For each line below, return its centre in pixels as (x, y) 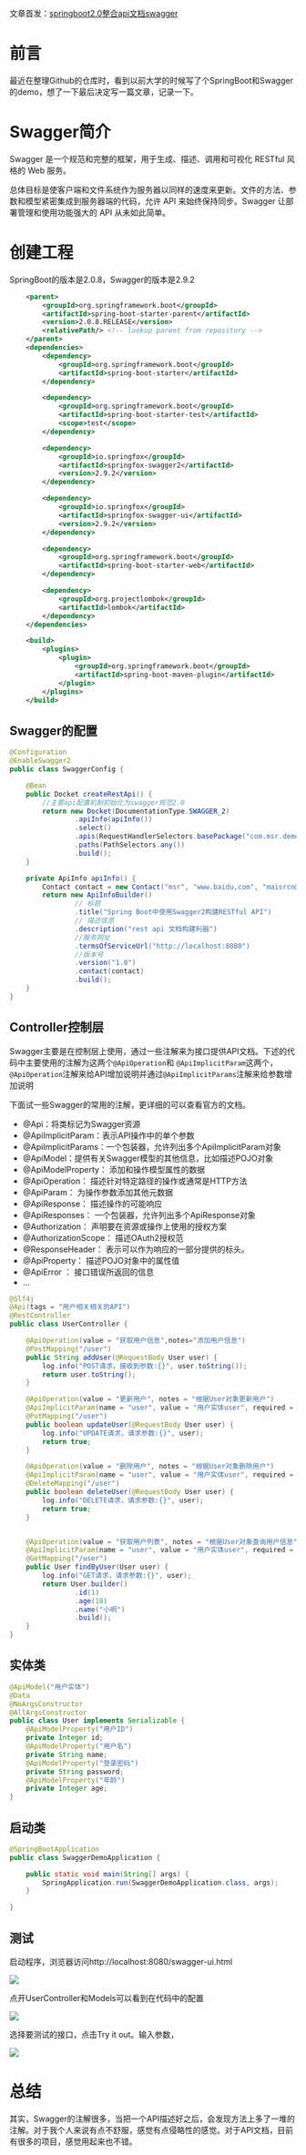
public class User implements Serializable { (97, 1721)
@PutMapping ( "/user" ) (66, 1417)
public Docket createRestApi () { (89, 794)
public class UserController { (69, 1324)
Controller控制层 (57, 1027)
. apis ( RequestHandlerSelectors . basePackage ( (160, 837)
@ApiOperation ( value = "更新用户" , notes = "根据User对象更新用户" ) (150, 1399)
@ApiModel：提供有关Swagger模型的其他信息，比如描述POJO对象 (148, 1158)
